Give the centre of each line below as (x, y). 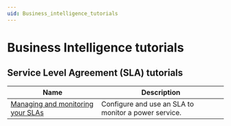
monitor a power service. (141, 112)
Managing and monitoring (52, 104)
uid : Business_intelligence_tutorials (63, 13)
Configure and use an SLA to (147, 104)
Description (161, 92)
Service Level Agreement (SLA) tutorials (95, 73)
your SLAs (27, 112)
